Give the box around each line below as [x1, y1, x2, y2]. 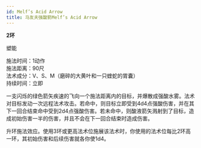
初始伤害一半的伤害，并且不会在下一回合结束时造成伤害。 [11, 114, 153, 122]
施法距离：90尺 [6, 64, 45, 72]
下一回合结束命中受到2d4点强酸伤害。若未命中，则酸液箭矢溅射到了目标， [6, 107, 190, 114]
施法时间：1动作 [6, 57, 45, 64]
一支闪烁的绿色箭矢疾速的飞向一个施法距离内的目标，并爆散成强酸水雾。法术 [6, 92, 195, 99]
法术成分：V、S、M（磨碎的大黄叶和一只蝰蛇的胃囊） [6, 72, 139, 79]
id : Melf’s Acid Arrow [6, 8, 63, 15]
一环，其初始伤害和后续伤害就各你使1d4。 [6, 135, 109, 142]
